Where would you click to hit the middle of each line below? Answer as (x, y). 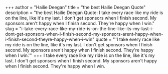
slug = (12, 29)
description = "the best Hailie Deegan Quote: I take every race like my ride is (84, 13)
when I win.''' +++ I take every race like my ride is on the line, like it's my (80, 55)
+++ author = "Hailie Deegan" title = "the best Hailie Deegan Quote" (75, 7)
